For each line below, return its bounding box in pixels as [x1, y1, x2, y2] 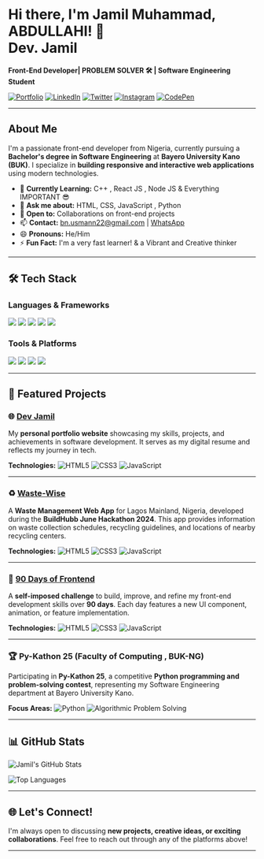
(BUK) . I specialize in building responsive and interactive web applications [8, 160, 255, 169]
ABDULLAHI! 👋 [8, 22, 104, 40]
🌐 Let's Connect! [8, 805, 93, 819]
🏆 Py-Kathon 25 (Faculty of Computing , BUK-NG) [8, 650, 204, 661]
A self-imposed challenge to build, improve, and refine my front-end [8, 591, 232, 601]
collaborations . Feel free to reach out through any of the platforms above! [8, 834, 248, 844]
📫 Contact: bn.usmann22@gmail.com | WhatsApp [19, 218, 185, 227]
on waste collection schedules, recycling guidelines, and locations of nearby [8, 522, 256, 532]
